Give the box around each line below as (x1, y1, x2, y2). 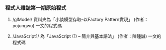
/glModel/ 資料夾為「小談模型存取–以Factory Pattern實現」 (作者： (12, 16, 149, 23)
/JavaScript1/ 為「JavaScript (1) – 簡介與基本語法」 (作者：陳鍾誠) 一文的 (12, 33, 162, 39)
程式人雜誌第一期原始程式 (5, 4, 67, 11)
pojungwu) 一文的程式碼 (12, 23, 62, 29)
